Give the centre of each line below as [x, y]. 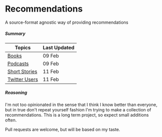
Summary [15, 33]
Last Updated [59, 47]
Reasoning [16, 92]
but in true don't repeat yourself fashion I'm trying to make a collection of [78, 109]
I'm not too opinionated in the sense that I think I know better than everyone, [81, 105]
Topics [23, 47]
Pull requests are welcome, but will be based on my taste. [63, 129]
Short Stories [22, 71]
